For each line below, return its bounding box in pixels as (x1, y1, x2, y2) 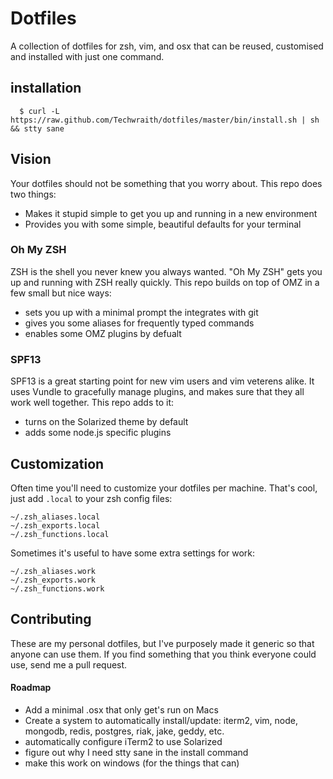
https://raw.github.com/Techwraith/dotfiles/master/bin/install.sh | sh (10, 115, 320, 125)
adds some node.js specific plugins (24, 427, 172, 439)
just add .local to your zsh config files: (10, 492, 173, 504)
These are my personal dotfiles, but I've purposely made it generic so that (10, 637, 315, 649)
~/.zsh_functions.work (10, 583, 105, 594)
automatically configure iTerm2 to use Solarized (24, 735, 223, 747)
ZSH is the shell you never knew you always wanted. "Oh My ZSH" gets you (10, 265, 323, 277)
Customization (10, 455, 105, 472)
